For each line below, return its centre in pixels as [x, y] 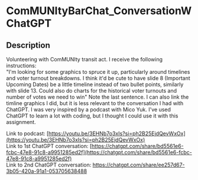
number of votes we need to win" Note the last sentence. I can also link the [98, 97]
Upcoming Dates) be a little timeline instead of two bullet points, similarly [95, 84]
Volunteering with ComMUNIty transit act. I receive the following [84, 59]
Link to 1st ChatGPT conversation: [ [49, 146]
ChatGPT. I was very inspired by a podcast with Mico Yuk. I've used [89, 109]
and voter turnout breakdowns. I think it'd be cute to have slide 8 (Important [98, 78]
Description [28, 45]
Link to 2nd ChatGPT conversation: [49, 165]
